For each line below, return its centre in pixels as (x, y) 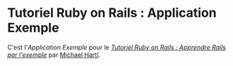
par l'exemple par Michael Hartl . (54, 55)
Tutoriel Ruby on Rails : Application (112, 13)
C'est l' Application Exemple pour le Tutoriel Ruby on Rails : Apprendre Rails (116, 47)
